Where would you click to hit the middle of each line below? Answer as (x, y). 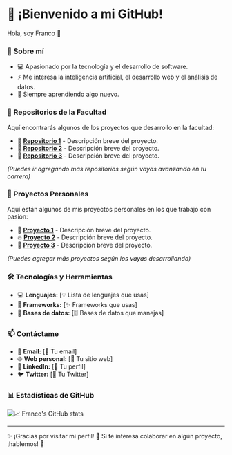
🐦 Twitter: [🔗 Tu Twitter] (53, 374)
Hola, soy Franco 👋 (34, 33)
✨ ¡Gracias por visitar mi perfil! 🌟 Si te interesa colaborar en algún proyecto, (115, 436)
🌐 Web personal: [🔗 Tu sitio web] (65, 359)
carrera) (19, 176)
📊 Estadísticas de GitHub (51, 396)
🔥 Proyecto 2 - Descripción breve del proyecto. (85, 237)
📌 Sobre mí (26, 51)
